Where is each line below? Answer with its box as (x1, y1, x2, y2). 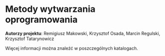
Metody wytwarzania (5, 3, 96, 15)
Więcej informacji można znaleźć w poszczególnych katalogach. (5, 45, 138, 51)
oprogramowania (5, 14, 78, 25)
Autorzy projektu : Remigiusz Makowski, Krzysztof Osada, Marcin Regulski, (5, 30, 160, 36)
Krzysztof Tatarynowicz (5, 36, 54, 42)
